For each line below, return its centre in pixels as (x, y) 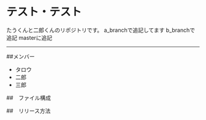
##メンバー (21, 56)
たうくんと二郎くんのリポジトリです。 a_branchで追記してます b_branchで (101, 30)
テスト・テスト (44, 12)
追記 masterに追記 (29, 37)
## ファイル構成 (29, 97)
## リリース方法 (29, 111)
